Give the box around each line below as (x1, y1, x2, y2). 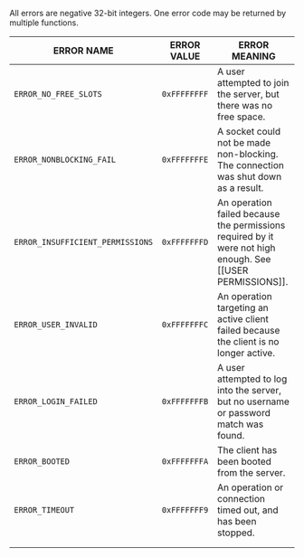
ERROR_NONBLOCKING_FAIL (14, 155, 117, 165)
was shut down (216, 171, 282, 183)
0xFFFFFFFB (161, 397, 209, 406)
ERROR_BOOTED (14, 457, 71, 467)
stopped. (216, 526, 255, 539)
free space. (216, 110, 266, 123)
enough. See (216, 253, 271, 265)
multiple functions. (9, 17, 79, 28)
